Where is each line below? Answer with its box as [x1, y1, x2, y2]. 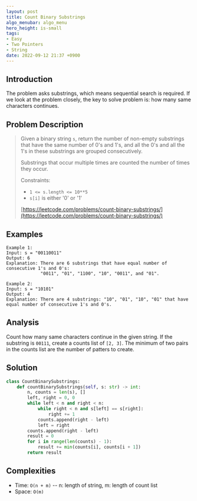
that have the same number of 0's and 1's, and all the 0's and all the [20, 141, 185, 149]
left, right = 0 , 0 [27, 395, 75, 401]
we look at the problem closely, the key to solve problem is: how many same [6, 96, 192, 103]
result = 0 [27, 433, 54, 439]
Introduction [6, 74, 53, 84]
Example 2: [6, 281, 33, 287]
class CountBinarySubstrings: [6, 378, 81, 384]
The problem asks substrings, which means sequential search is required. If [6, 90, 191, 97]
